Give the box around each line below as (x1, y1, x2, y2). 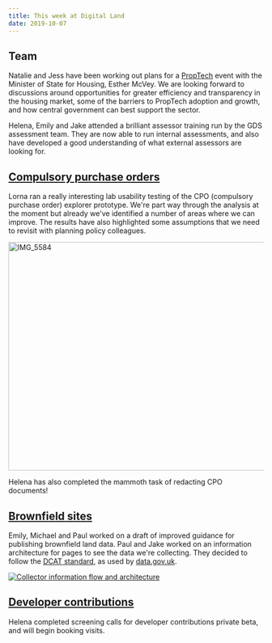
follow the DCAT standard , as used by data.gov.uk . (8, 556, 177, 566)
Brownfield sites (8, 509, 93, 522)
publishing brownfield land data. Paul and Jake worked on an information (8, 539, 253, 548)
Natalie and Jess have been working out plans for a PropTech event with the (8, 70, 263, 81)
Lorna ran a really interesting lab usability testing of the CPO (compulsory (8, 192, 253, 201)
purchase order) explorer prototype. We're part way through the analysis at (8, 200, 259, 210)
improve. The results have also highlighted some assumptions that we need (8, 218, 261, 227)
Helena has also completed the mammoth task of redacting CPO (8, 477, 223, 487)
